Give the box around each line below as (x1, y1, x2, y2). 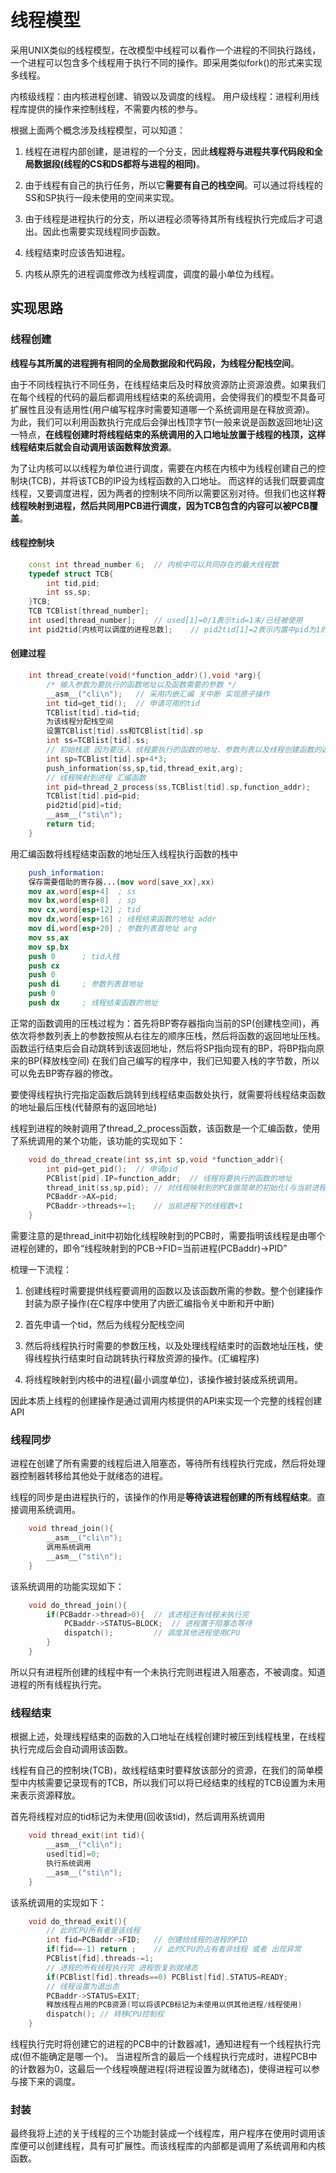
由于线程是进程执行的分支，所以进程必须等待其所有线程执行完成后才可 (24, 212, 315, 225)
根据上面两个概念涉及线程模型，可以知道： (10, 124, 186, 136)
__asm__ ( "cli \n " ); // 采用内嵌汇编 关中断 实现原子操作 (46, 689, 270, 699)
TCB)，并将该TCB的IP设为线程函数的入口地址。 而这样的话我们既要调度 (31, 474, 325, 486)
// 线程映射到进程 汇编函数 (46, 772, 147, 783)
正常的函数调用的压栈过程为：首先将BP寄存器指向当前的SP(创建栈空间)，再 (10, 1017, 320, 1029)
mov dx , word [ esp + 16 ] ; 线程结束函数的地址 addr (28, 914, 217, 925)
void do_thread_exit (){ (28, 1916, 128, 1926)
